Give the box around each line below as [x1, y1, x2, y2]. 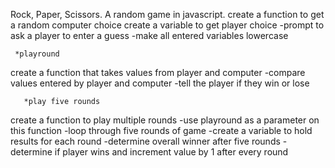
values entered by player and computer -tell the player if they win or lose [10, 77, 310, 89]
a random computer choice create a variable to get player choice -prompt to [10, 19, 325, 31]
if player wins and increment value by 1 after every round [54, 146, 289, 158]
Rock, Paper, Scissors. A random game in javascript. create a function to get [10, 9, 325, 20]
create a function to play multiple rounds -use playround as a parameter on [10, 114, 320, 126]
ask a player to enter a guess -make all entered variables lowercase [10, 30, 289, 41]
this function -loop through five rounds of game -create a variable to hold [10, 125, 313, 136]
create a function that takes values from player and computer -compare [10, 67, 306, 78]
